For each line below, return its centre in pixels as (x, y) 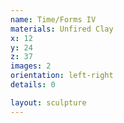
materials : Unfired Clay (62, 29)
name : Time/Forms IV (53, 19)
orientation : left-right (62, 76)
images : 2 (31, 66)
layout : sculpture (48, 102)
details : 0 (33, 85)
